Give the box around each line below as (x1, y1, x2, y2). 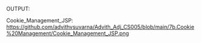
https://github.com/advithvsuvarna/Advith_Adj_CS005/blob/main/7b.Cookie (6, 24, 195, 30)
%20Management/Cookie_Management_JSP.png (6, 30, 129, 37)
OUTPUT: (6, 5, 30, 12)
